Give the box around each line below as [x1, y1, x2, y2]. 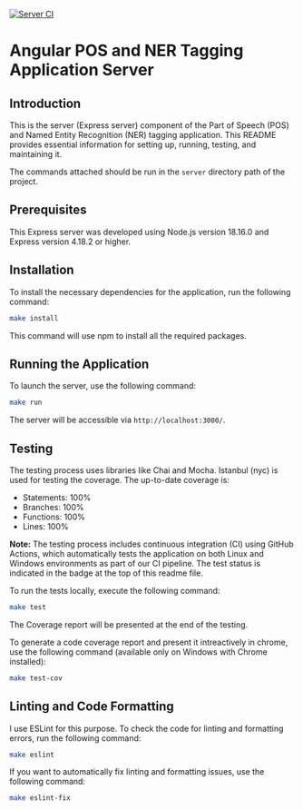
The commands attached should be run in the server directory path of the [9, 166, 286, 177]
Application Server [9, 60, 154, 81]
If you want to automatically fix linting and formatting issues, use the [9, 766, 265, 777]
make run [9, 398, 43, 408]
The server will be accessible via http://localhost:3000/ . [9, 414, 226, 426]
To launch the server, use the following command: [9, 380, 197, 391]
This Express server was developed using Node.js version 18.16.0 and [9, 226, 269, 237]
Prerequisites [9, 202, 87, 218]
